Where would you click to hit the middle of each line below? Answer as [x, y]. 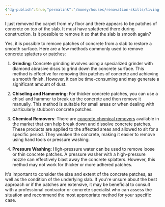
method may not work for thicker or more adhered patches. [72, 164]
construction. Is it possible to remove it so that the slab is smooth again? [78, 34]
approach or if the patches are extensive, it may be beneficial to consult [78, 184]
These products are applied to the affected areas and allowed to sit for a [85, 129]
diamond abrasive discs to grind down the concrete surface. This [78, 69]
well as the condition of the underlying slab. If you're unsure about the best [81, 179]
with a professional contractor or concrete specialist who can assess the [79, 189]
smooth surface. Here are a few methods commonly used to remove [74, 48]
